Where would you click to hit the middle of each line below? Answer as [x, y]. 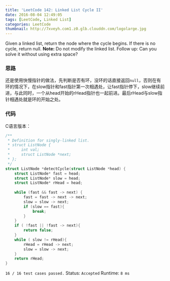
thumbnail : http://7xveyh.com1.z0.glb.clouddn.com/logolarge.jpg [76, 29]
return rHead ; [29, 259]
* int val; [23, 150]
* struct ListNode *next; [39, 155]
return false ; [38, 230]
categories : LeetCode [28, 24]
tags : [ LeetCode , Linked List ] [38, 19]
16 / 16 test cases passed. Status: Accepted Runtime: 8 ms [67, 273]
